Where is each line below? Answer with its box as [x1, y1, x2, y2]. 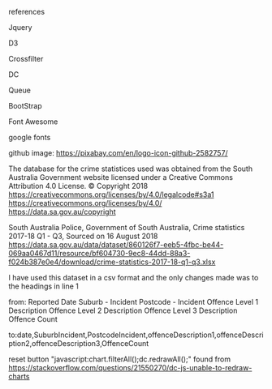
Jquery [8, 23, 32, 32]
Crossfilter [8, 54, 44, 63]
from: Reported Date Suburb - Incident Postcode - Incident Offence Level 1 [8, 297, 259, 306]
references [8, 7, 45, 16]
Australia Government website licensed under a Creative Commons [8, 173, 234, 182]
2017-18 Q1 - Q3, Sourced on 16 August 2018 [8, 231, 158, 241]
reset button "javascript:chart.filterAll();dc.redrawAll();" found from [8, 354, 231, 364]
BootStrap [8, 101, 42, 110]
